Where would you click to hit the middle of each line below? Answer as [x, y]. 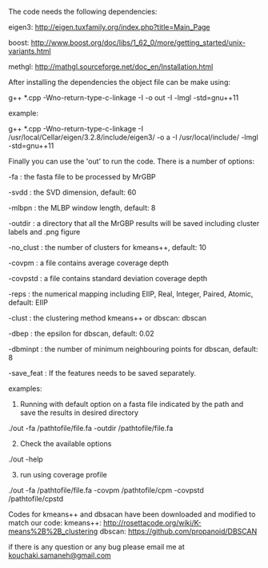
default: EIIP [28, 302]
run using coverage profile [64, 475]
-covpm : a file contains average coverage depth [89, 263]
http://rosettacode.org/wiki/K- [152, 523]
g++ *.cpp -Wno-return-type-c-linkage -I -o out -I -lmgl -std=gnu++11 [124, 98]
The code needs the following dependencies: [83, 12]
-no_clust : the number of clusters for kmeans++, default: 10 [107, 247]
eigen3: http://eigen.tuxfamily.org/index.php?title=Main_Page [109, 27]
